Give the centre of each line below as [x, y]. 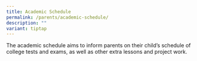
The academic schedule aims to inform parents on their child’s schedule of [98, 45]
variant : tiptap [26, 28]
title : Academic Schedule [38, 12]
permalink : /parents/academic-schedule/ [58, 17]
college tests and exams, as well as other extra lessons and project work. [97, 52]
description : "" [26, 23]
